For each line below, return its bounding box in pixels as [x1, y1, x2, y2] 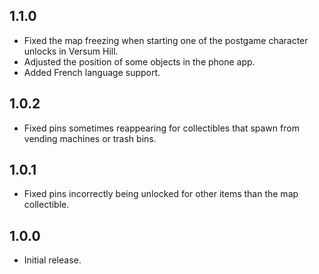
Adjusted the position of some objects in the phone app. [23, 55, 256, 68]
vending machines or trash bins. [23, 132, 157, 144]
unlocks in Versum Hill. [23, 45, 119, 57]
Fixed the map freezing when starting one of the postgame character [23, 34, 309, 46]
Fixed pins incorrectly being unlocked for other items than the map [23, 188, 299, 200]
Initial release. [23, 254, 82, 266]
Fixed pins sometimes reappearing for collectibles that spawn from [23, 122, 300, 134]
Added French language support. [23, 66, 161, 78]
